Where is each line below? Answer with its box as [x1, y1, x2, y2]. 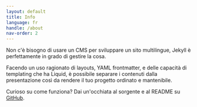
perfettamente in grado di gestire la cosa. [6, 53, 106, 60]
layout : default [6, 8, 46, 15]
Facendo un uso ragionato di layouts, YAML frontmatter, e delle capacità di [6, 64, 187, 71]
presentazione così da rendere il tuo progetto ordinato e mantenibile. [6, 77, 172, 84]
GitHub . [6, 95, 25, 102]
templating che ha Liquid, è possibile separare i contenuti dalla [6, 71, 158, 78]
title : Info [6, 14, 35, 20]
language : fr [6, 19, 38, 25]
